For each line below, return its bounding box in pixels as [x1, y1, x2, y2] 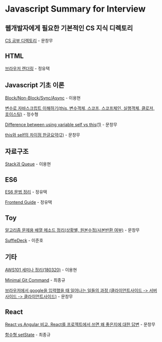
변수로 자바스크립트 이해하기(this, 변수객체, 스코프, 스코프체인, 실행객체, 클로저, [5, 105, 155, 111]
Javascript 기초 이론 [5, 81, 65, 89]
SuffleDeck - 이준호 [5, 238, 44, 244]
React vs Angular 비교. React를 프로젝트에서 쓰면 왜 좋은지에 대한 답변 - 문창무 [5, 321, 156, 327]
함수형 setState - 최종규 [5, 331, 51, 338]
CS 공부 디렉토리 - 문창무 [5, 38, 53, 43]
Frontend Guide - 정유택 [5, 199, 52, 205]
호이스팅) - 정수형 [5, 111, 39, 117]
